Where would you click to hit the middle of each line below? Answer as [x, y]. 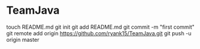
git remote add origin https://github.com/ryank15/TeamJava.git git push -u [99, 33]
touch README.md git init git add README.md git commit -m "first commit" [101, 27]
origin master [23, 39]
